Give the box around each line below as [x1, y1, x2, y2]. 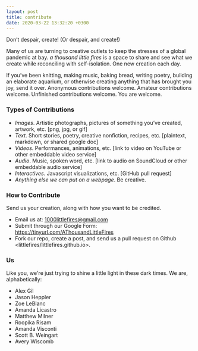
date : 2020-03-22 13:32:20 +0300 [6, 20, 89, 26]
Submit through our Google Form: [14, 222, 98, 229]
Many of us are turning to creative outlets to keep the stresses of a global [6, 48, 186, 55]
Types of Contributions [6, 105, 75, 114]
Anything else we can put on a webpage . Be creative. [14, 176, 146, 183]
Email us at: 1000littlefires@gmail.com [14, 215, 108, 223]
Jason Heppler [14, 294, 52, 301]
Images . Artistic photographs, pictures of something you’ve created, [14, 119, 183, 126]
